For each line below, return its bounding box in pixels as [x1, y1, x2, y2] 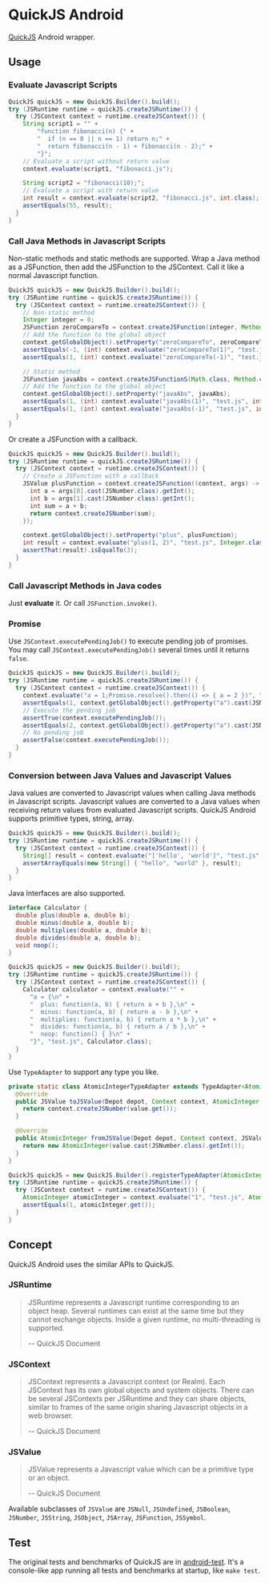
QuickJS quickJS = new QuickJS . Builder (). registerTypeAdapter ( [8, 1171, 224, 1179]
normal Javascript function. [8, 270, 99, 280]
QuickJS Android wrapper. [8, 32, 96, 42]
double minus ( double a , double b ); [15, 919, 134, 927]
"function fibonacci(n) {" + [37, 127, 134, 135]
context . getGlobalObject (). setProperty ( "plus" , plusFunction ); [22, 531, 239, 539]
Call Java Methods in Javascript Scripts [8, 235, 167, 246]
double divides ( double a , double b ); [15, 934, 142, 942]
